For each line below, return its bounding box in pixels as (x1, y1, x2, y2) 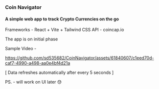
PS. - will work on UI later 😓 (5, 79, 62, 85)
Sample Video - (5, 46, 37, 52)
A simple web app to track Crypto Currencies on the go (5, 16, 119, 22)
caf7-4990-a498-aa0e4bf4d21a (5, 60, 70, 66)
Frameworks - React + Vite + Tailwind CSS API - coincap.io (5, 27, 124, 33)
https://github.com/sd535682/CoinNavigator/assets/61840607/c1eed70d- (5, 55, 154, 61)
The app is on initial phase (5, 36, 58, 42)
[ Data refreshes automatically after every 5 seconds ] (5, 70, 114, 75)
